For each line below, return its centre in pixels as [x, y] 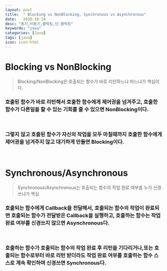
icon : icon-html [22, 42]
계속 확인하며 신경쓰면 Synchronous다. [61, 263]
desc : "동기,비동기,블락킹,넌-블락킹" [39, 24]
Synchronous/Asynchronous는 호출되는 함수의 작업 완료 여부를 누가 [85, 188]
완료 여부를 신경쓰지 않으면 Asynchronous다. [57, 223]
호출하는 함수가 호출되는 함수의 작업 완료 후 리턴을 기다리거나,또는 [79, 248]
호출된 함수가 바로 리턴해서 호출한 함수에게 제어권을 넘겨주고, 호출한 [81, 102]
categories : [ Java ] [25, 33]
